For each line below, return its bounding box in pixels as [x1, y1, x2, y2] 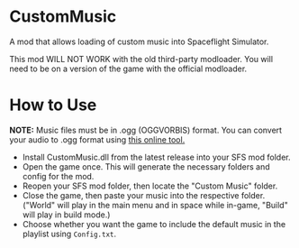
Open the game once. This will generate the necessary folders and [22, 161, 270, 172]
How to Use [9, 95, 97, 115]
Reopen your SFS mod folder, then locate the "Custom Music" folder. [22, 180, 278, 191]
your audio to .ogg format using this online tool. [9, 133, 186, 145]
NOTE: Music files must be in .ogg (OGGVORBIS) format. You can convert [9, 124, 282, 135]
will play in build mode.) [22, 209, 111, 220]
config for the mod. [22, 170, 95, 181]
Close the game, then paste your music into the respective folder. [22, 189, 266, 200]
